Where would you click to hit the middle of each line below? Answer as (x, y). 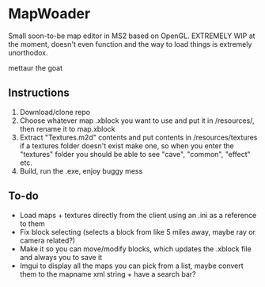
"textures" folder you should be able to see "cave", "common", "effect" (135, 154)
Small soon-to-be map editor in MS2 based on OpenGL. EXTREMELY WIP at (132, 36)
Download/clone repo (55, 112)
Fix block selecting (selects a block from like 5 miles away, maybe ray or (137, 232)
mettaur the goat (36, 67)
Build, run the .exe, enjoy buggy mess (81, 170)
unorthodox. (28, 52)
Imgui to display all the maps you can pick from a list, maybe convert (131, 266)
